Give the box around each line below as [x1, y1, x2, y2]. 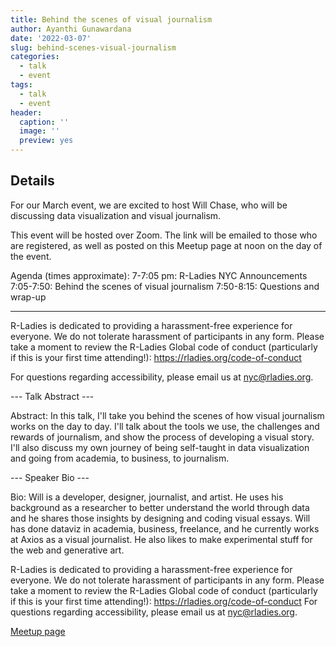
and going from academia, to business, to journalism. [10, 452, 230, 464]
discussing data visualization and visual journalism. [10, 209, 222, 221]
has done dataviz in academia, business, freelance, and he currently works [10, 522, 320, 535]
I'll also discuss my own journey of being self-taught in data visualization [10, 441, 310, 453]
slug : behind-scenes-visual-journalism [10, 42, 177, 53]
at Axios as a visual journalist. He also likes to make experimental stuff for [10, 533, 313, 545]
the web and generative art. [10, 544, 125, 556]
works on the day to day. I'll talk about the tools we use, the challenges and [10, 420, 320, 432]
